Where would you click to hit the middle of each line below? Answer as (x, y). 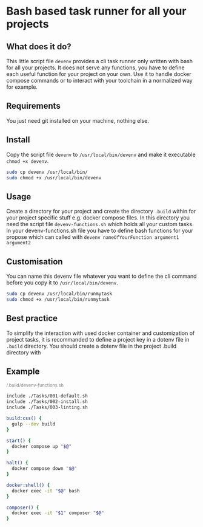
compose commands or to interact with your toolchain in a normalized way (99, 81)
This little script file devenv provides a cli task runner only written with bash (99, 61)
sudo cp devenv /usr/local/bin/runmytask (59, 294)
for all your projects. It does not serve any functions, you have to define (95, 67)
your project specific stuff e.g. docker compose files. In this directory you (98, 218)
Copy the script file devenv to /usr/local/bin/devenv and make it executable (101, 154)
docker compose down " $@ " (45, 469)
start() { (19, 441)
